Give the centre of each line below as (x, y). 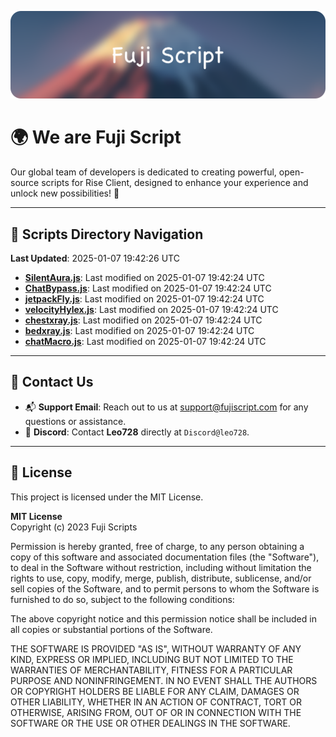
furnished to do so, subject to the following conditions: (122, 599)
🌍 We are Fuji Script (96, 137)
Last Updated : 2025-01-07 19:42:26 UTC (95, 258)
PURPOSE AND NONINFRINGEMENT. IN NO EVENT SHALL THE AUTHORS (164, 680)
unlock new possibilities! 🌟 (65, 193)
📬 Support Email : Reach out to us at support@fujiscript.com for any (166, 407)
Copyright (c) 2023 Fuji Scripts (74, 527)
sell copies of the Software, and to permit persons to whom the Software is (165, 588)
